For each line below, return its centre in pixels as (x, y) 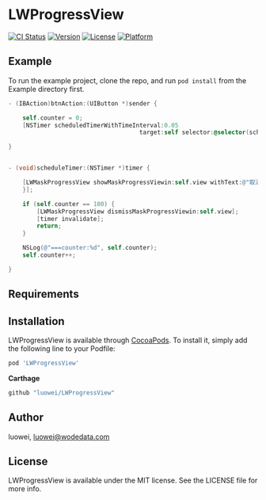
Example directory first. (46, 89)
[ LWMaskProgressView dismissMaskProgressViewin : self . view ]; (138, 212)
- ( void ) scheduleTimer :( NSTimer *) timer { (79, 168)
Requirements (44, 294)
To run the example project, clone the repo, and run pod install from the (127, 80)
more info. (25, 489)
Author (26, 418)
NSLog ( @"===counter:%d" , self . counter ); (90, 248)
